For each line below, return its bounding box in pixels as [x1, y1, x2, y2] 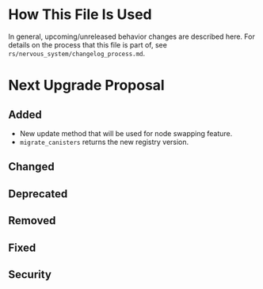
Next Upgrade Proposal [8, 77, 165, 94]
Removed [8, 214, 56, 227]
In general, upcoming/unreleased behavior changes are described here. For [8, 32, 255, 41]
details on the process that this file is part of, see [8, 40, 168, 49]
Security [8, 268, 51, 281]
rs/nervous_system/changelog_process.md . [8, 48, 146, 58]
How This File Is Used [8, 6, 152, 24]
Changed [8, 160, 55, 173]
